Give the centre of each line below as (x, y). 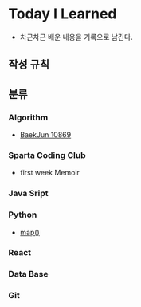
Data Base (28, 274)
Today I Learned (63, 14)
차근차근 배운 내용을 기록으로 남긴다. (76, 37)
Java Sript (28, 194)
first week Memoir (49, 173)
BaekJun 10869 (45, 135)
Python (23, 215)
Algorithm (28, 117)
